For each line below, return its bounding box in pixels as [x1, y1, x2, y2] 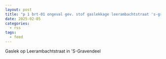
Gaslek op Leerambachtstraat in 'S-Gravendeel [5, 48, 101, 54]
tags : [5, 30, 16, 35]
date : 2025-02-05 [5, 16, 41, 21]
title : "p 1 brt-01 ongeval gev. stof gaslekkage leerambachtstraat [5, 12, 149, 17]
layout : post [5, 7, 32, 12]
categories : [5, 21, 30, 26]
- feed [9, 35, 23, 40]
